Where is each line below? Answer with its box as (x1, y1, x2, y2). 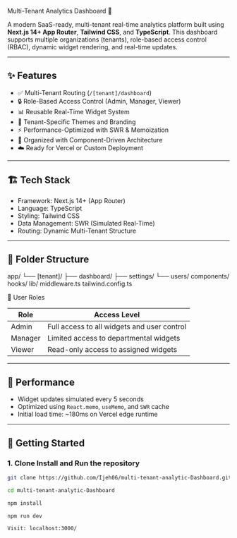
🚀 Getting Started (7, 437, 85, 449)
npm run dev (7, 512, 42, 520)
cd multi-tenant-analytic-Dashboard (7, 487, 115, 494)
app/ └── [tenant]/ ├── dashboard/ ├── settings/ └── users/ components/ (7, 272, 230, 281)
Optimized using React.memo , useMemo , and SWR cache (17, 403, 169, 411)
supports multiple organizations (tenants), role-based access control (7, 35, 207, 44)
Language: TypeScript (17, 204, 83, 212)
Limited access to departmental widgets (47, 334, 181, 343)
